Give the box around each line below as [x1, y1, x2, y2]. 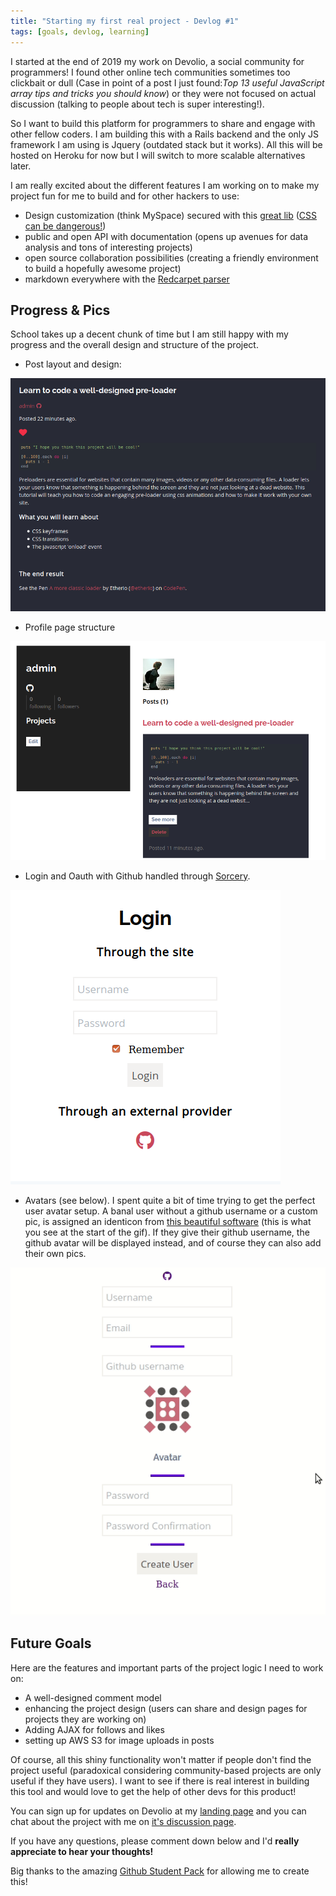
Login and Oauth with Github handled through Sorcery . [24, 870, 251, 882]
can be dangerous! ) [24, 220, 107, 232]
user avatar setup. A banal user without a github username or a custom [24, 1205, 318, 1217]
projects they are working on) [24, 1713, 147, 1725]
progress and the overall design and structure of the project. [10, 339, 259, 351]
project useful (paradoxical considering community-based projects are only [10, 1764, 322, 1776]
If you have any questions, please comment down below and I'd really [10, 1835, 300, 1847]
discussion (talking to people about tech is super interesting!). [10, 98, 265, 110]
